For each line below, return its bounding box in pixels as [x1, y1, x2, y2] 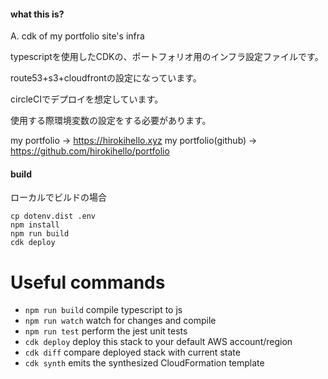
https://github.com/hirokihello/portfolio [10, 145, 170, 157]
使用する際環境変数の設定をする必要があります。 [10, 115, 212, 127]
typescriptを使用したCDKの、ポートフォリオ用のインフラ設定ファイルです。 [10, 51, 324, 63]
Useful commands [10, 271, 166, 294]
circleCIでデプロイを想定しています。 [10, 93, 164, 105]
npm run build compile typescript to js [24, 304, 183, 316]
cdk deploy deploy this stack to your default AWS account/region [24, 336, 293, 348]
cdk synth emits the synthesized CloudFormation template [24, 357, 265, 369]
